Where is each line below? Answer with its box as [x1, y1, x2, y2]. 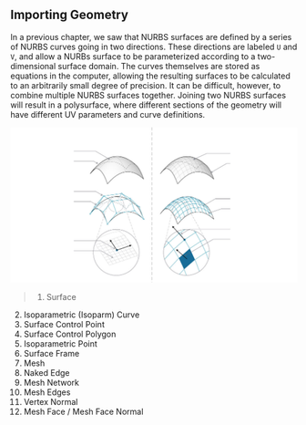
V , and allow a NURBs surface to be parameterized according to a [10, 50, 256, 62]
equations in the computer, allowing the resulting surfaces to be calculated [10, 70, 291, 81]
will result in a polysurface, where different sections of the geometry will [10, 99, 281, 110]
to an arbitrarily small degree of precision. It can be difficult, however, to [10, 79, 281, 90]
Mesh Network [23, 377, 80, 388]
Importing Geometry [10, 7, 128, 23]
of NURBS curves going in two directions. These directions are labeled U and [10, 41, 298, 52]
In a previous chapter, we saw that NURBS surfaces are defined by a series [10, 31, 292, 42]
